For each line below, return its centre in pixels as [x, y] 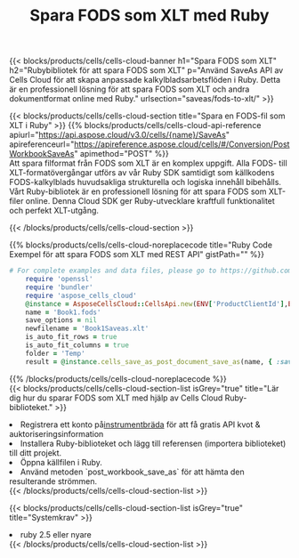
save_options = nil [61, 320]
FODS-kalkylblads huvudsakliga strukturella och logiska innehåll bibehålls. [145, 182]
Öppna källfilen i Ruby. [61, 462]
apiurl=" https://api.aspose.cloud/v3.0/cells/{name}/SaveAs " [119, 135]
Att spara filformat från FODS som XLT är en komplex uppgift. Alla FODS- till [148, 163]
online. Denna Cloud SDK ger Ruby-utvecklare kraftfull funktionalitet [150, 201]
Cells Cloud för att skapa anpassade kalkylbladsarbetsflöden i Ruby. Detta [145, 80]
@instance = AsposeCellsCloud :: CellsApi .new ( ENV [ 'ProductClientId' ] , [157, 303]
